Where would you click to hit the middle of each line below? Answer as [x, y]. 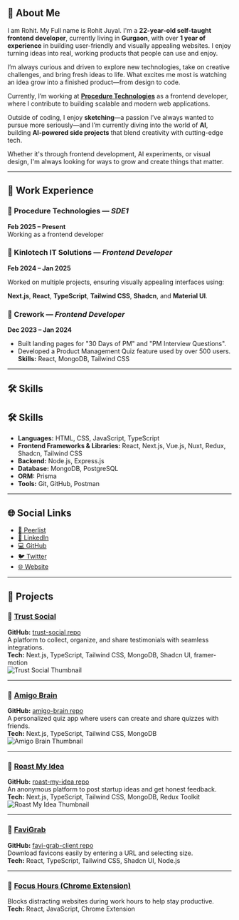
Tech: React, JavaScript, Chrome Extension [71, 909]
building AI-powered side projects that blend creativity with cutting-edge [115, 132]
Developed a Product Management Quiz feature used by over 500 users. [124, 351]
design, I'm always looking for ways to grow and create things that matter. [116, 161]
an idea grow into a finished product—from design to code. [94, 82]
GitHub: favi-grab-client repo [51, 845]
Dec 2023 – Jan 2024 [40, 330]
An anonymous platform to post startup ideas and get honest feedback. [112, 789]
